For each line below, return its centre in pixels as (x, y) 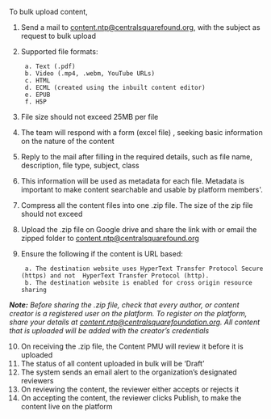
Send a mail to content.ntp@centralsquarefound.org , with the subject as (140, 27)
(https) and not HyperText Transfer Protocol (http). (115, 276)
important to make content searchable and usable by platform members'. (142, 190)
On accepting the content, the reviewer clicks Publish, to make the (131, 398)
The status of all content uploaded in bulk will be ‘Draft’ (113, 364)
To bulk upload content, (48, 12)
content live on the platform (67, 406)
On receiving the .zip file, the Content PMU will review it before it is (132, 346)
